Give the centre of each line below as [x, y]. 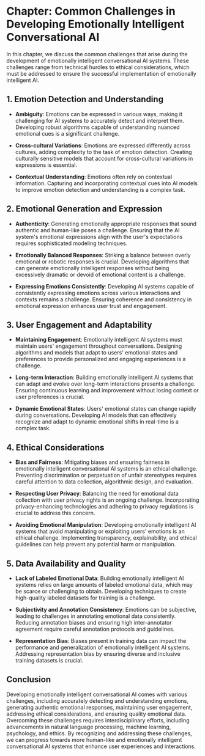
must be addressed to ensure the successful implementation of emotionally [102, 73]
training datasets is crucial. [49, 660]
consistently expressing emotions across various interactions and [98, 293]
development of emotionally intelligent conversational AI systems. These [98, 61]
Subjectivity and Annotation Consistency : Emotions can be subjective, [106, 610]
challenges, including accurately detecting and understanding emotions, [97, 700]
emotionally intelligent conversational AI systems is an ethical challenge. [106, 469]
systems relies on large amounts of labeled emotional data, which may [104, 585]
